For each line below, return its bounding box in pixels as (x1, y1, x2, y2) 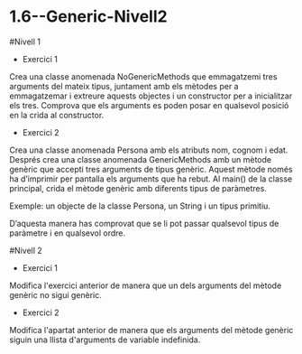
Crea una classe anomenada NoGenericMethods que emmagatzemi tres (9, 70, 278, 82)
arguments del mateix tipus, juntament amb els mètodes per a (9, 80, 239, 91)
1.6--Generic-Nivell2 (9, 6, 169, 27)
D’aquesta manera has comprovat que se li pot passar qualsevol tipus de (9, 218, 279, 228)
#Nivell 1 (9, 36, 41, 47)
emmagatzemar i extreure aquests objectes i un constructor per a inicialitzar (9, 90, 293, 101)
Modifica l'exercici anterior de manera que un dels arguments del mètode (9, 280, 282, 291)
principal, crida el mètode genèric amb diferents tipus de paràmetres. (9, 182, 268, 193)
